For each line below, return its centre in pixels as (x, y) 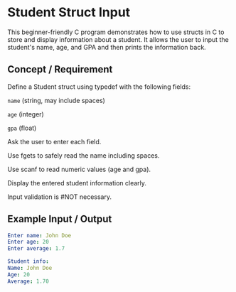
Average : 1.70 (28, 281)
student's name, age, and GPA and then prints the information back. (107, 47)
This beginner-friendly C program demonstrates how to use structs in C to (116, 32)
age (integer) (26, 114)
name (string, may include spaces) (56, 100)
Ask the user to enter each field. (54, 141)
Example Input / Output (60, 219)
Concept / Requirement (60, 69)
